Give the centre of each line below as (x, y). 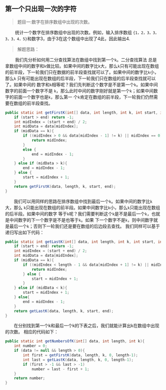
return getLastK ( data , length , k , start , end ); (64, 311)
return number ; (30, 378)
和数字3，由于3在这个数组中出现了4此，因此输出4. (79, 38)
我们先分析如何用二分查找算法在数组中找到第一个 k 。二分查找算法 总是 (86, 60)
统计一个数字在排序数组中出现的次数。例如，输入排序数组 (73, 32)
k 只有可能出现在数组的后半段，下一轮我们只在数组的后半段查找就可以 (85, 78)
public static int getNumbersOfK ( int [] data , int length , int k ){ (75, 341)
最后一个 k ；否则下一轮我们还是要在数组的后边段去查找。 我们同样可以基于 (85, 226)
